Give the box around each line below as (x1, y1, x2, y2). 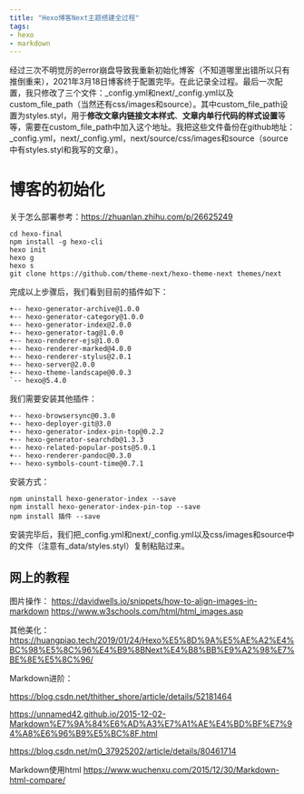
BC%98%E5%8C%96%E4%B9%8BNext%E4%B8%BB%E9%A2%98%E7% (9, 645, 295, 655)
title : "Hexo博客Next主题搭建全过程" (9, 13, 140, 23)
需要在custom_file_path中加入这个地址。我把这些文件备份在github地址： (25, 122, 296, 133)
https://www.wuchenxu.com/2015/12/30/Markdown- (83, 765, 279, 775)
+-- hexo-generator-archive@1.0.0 (9, 305, 141, 314)
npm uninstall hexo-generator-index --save (9, 495, 177, 504)
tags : (9, 22, 30, 31)
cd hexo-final (9, 229, 64, 239)
